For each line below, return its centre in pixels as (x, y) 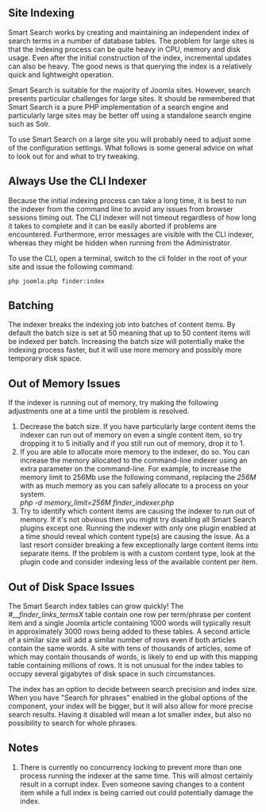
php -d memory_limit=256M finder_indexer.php (97, 503)
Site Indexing (41, 13)
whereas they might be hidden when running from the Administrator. (120, 243)
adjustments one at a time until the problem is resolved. (99, 411)
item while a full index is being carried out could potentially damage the (137, 792)
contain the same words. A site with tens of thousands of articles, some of (130, 649)
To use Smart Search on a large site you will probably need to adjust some (130, 139)
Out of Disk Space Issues (71, 587)
